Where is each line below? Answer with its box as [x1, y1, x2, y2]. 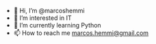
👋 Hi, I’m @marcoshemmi [13, 7, 85, 14]
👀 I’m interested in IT [13, 14, 72, 22]
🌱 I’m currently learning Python [13, 21, 101, 29]
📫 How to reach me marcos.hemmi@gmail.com [13, 29, 149, 37]
